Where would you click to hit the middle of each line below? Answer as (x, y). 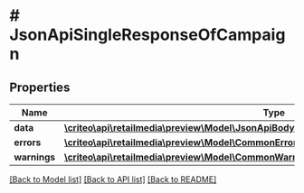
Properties (40, 87)
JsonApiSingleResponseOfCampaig (147, 35)
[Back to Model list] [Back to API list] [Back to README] (113, 179)
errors (28, 142)
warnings (35, 157)
